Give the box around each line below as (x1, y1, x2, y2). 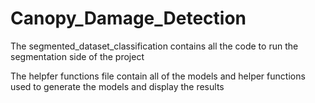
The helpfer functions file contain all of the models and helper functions (10, 70, 306, 82)
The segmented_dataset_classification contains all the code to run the (10, 40, 299, 52)
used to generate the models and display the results (10, 80, 225, 92)
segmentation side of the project (10, 50, 145, 62)
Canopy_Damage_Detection (10, 7, 247, 30)
